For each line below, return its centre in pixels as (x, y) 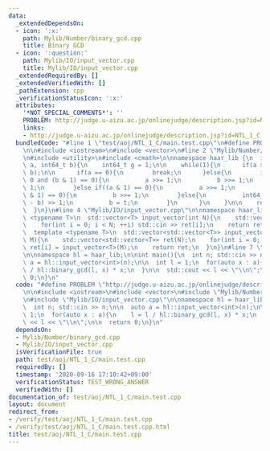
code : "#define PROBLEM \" (61, 285)
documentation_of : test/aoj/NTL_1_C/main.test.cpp (95, 397)
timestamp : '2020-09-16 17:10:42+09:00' (84, 375)
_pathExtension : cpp (50, 90)
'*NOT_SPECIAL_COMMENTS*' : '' (74, 113)
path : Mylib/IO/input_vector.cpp (79, 61)
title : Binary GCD (53, 46)
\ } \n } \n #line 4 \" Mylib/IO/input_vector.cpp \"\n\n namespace (129, 210)
